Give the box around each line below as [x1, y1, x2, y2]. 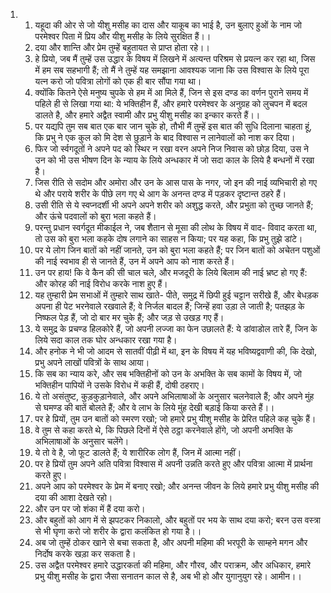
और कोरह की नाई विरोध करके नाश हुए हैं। [34, 278, 168, 289]
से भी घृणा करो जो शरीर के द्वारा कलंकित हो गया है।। [34, 525, 202, 537]
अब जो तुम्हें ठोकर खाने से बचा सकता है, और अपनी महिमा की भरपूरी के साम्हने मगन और [34, 537, 308, 548]
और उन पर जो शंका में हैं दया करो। [34, 503, 146, 514]
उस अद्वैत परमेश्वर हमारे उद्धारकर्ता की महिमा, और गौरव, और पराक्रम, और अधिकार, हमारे [34, 559, 312, 571]
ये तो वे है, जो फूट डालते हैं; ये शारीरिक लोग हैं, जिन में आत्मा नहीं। [34, 447, 242, 458]
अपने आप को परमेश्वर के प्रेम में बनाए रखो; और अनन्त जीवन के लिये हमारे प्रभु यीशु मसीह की [34, 480, 320, 492]
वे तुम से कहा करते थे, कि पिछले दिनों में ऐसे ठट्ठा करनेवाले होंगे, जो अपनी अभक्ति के [34, 424, 293, 436]
